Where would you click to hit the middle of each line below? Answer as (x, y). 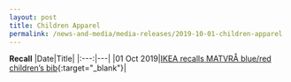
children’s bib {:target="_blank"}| (68, 68)
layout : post (33, 17)
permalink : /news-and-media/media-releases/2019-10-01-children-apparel (146, 34)
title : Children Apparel (55, 26)
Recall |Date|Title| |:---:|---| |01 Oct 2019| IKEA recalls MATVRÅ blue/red (140, 59)
